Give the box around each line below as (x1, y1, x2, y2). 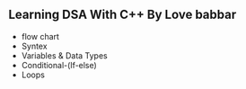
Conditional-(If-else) (21, 59, 98, 70)
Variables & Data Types (21, 49, 109, 61)
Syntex (21, 40, 48, 51)
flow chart (21, 31, 60, 41)
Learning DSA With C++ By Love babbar (8, 7, 237, 22)
